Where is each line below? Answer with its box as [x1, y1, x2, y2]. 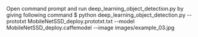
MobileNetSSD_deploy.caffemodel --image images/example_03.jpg [6, 24, 175, 31]
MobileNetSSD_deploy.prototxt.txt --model [27, 18, 135, 24]
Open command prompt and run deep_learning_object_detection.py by [6, 5, 184, 12]
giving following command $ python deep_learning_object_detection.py [6, 11, 186, 18]
